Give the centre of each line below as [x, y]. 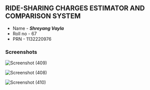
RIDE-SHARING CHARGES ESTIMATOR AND [75, 8]
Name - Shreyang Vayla [38, 28]
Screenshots [21, 52]
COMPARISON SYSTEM [43, 16]
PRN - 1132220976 [32, 39]
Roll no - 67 [24, 33]
